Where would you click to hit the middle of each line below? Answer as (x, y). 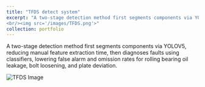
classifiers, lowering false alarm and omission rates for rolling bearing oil (97, 59)
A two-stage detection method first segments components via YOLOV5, (96, 46)
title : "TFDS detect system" (43, 12)
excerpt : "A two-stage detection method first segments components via (99, 18)
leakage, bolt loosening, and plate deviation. (62, 66)
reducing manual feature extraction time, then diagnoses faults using (93, 53)
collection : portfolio (35, 29)
